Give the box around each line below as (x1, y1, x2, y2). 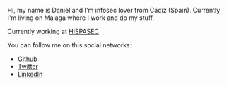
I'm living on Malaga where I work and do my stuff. (7, 13, 154, 22)
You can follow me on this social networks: (7, 41, 132, 49)
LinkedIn (17, 70, 43, 78)
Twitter (17, 62, 39, 70)
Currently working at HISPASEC (7, 28, 99, 35)
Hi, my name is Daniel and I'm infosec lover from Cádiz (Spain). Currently (7, 6, 221, 14)
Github (17, 55, 37, 63)
